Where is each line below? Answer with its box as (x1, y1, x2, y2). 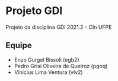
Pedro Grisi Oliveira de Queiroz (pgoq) (14, 62, 108, 69)
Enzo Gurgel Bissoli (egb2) (14, 56, 79, 63)
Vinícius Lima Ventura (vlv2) (14, 69, 84, 76)
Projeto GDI (5, 4, 63, 18)
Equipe (5, 41, 32, 50)
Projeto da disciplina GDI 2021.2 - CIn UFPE (5, 23, 112, 31)
